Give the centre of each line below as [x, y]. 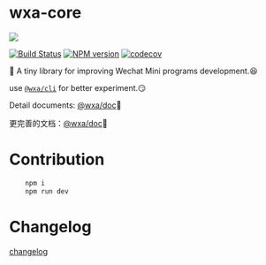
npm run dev [47, 191]
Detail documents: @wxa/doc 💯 [65, 105]
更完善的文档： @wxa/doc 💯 [58, 123]
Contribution [57, 159]
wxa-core [46, 13]
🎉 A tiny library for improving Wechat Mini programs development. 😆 [133, 71]
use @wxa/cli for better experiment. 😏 [78, 87]
